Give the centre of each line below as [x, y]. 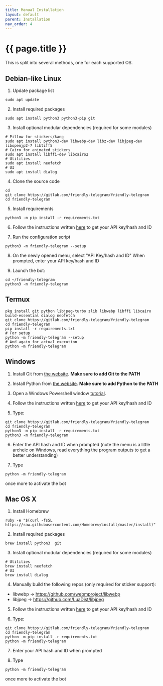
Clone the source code [36, 181]
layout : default [22, 15]
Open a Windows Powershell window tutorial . [59, 393]
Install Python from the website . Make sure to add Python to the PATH [85, 383]
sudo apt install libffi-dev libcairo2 [47, 154]
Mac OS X [21, 499]
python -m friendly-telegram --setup [45, 337]
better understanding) [35, 455]
